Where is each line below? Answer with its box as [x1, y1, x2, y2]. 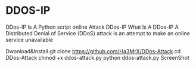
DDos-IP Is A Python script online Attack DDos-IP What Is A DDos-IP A [5, 23, 179, 31]
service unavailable [5, 36, 54, 43]
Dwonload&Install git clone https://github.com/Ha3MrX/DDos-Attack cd [5, 47, 181, 54]
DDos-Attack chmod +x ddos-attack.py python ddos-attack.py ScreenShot [5, 54, 189, 61]
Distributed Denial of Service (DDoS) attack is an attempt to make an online [5, 29, 190, 36]
